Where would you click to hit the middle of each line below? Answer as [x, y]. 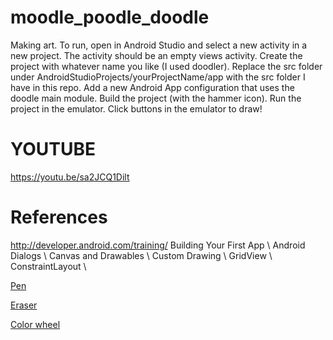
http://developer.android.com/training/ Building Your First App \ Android [158, 245]
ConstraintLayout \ [48, 266]
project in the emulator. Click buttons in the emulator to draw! [136, 108]
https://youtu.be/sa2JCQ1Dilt [70, 177]
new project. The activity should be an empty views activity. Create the [156, 55]
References [59, 217]
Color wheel [35, 324]
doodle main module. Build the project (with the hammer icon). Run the [156, 98]
